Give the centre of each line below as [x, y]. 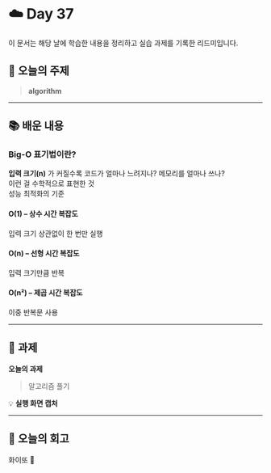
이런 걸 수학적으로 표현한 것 [52, 184]
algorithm [45, 91]
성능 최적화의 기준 [36, 194]
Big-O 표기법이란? [42, 154]
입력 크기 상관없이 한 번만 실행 [56, 233]
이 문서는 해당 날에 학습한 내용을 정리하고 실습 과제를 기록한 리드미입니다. [123, 43]
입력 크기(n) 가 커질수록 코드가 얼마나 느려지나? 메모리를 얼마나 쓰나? [117, 174]
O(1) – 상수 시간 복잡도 [43, 214]
